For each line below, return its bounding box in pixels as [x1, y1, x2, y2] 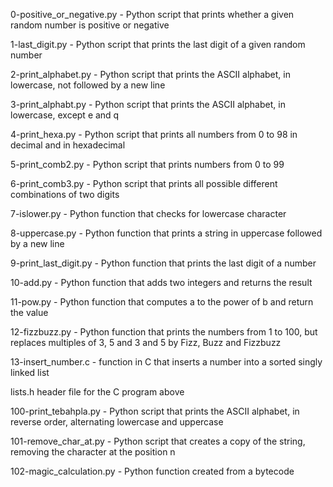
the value [10, 307, 49, 318]
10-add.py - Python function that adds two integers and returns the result [10, 277, 313, 288]
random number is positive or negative [10, 19, 170, 31]
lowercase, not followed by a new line [10, 79, 166, 91]
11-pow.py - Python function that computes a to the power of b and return [10, 296, 314, 308]
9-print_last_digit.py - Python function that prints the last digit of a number [10, 257, 317, 269]
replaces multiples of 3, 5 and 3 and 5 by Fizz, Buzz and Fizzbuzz [10, 337, 282, 348]
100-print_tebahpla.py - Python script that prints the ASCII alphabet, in [10, 405, 300, 417]
